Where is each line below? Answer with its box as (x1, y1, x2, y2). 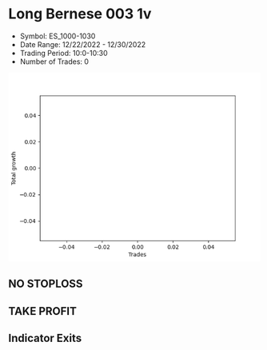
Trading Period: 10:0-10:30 (19, 48, 108, 58)
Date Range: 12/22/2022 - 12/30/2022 (19, 39, 146, 49)
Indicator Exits (8, 332, 82, 345)
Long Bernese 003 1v (8, 5, 152, 23)
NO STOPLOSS (8, 277, 83, 291)
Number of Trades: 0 (19, 57, 90, 66)
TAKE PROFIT (8, 304, 78, 318)
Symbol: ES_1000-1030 (19, 31, 96, 41)
